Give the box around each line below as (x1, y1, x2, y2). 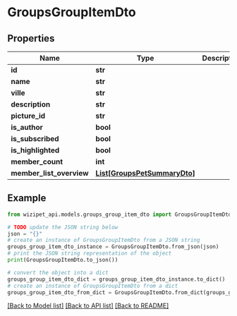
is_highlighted (11, 145, 60, 155)
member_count (11, 157, 63, 166)
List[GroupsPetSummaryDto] (95, 169, 195, 178)
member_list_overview (11, 169, 90, 178)
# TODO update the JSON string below (7, 224, 119, 231)
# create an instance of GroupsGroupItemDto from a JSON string (7, 237, 200, 244)
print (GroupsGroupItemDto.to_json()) (7, 257, 119, 264)
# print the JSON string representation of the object (7, 250, 172, 257)
